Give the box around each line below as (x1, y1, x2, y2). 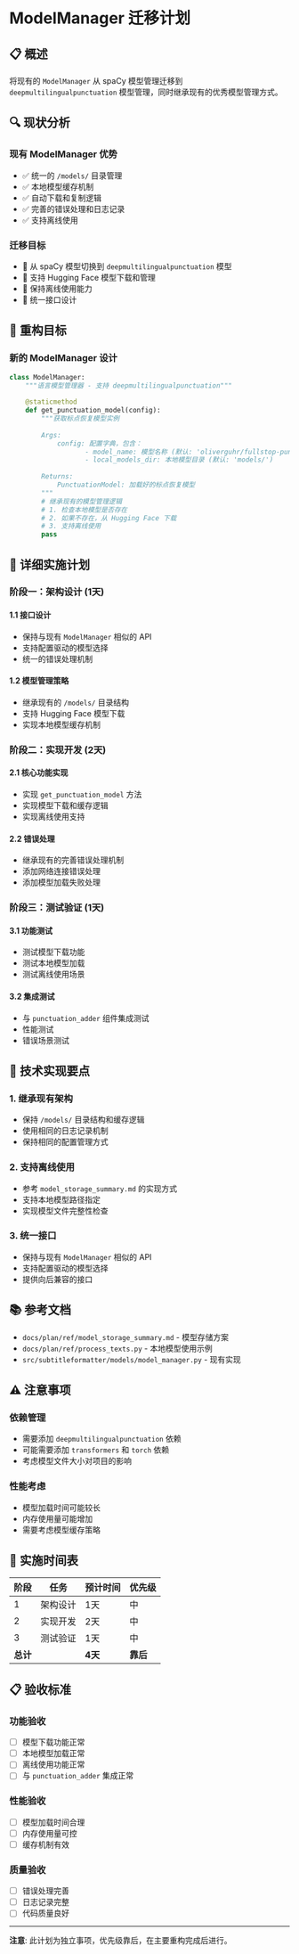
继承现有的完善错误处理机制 (21, 854, 125, 865)
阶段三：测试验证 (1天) (9, 902, 105, 914)
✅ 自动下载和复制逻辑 (21, 192, 102, 203)
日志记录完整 (21, 1897, 69, 1908)
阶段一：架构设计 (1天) (9, 585, 105, 598)
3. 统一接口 (9, 1230, 57, 1242)
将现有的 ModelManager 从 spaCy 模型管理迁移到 (9, 76, 183, 86)
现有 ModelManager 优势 (9, 148, 118, 160)
